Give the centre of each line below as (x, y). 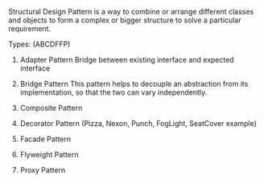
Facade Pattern (45, 139)
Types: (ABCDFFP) (39, 44)
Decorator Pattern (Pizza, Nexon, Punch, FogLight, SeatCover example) (138, 123)
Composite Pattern (51, 108)
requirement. (29, 28)
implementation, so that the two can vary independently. (113, 92)
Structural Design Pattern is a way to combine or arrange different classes (131, 12)
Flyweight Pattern (49, 155)
